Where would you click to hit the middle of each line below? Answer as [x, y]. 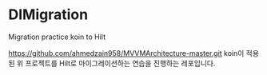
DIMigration [48, 15]
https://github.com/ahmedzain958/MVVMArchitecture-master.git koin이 [126, 53]
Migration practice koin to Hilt [57, 37]
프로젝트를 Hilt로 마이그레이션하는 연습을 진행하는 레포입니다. [120, 63]
